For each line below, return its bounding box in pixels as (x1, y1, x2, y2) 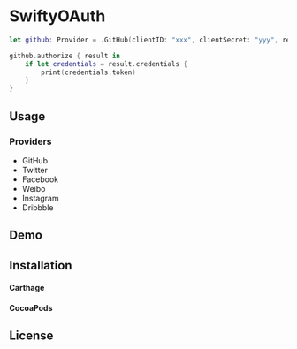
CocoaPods (9, 302, 53, 313)
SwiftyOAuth (9, 6, 106, 27)
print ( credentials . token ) (41, 68, 137, 77)
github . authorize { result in (9, 51, 121, 60)
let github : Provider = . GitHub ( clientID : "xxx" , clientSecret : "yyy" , (9, 35, 278, 44)
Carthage (9, 283, 45, 293)
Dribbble (21, 201, 54, 213)
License (9, 329, 54, 344)
